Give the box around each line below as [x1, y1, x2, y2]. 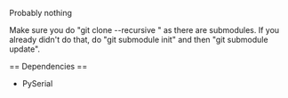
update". [9, 44, 41, 54]
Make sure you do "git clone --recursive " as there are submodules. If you [9, 25, 280, 35]
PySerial [21, 78, 53, 88]
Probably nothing [9, 8, 73, 18]
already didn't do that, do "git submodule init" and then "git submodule [9, 35, 268, 45]
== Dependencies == [9, 61, 88, 71]
